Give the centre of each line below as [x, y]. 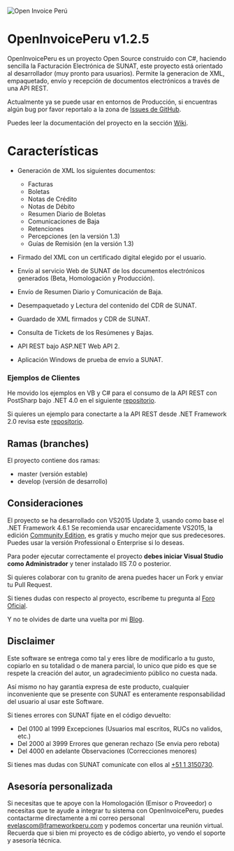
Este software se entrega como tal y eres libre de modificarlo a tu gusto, [111, 658]
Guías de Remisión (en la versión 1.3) [81, 243]
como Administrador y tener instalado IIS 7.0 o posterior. [89, 563]
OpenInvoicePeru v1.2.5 [78, 39]
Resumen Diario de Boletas [67, 214]
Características [53, 151]
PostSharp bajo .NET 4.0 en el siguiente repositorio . [82, 401]
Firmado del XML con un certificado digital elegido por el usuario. [112, 257]
